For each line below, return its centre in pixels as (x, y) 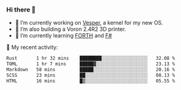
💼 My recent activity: (32, 47)
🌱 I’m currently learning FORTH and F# (63, 36)
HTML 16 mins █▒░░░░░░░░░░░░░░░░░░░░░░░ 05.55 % (90, 81)
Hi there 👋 (21, 10)
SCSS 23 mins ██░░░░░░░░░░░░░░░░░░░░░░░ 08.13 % (90, 75)
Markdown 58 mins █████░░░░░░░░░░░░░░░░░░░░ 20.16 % (90, 70)
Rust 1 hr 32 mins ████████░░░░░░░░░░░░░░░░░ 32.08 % (90, 59)
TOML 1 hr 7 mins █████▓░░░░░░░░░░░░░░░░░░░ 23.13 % (90, 64)
